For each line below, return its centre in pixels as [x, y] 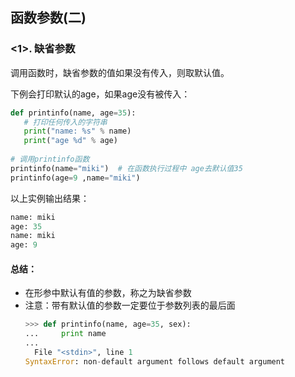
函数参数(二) [48, 18]
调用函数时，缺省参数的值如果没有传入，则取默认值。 [120, 72]
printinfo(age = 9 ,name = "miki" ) [75, 178]
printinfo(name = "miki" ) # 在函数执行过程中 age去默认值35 [126, 168]
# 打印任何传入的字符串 [65, 122]
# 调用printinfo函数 [50, 159]
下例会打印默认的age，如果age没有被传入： [100, 94]
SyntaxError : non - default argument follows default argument [155, 361]
